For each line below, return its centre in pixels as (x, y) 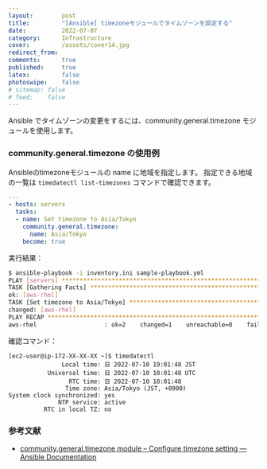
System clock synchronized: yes (62, 395)
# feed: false (37, 97)
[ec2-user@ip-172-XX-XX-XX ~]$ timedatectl (81, 356)
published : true (43, 68)
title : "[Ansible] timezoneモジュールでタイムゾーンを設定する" (120, 23)
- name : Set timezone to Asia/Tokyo (76, 220)
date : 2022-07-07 (53, 30)
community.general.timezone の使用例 (84, 154)
